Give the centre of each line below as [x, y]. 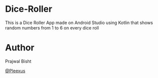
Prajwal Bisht [18, 61]
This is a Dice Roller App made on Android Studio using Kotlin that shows [79, 23]
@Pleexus [15, 71]
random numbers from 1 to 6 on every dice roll [52, 27]
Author [20, 48]
